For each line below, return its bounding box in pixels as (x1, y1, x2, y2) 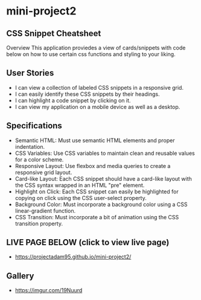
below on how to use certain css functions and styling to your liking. (6, 51, 176, 58)
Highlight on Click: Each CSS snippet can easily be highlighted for (14, 188, 179, 195)
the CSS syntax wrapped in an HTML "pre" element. (14, 181, 145, 189)
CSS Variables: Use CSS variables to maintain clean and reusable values (14, 149, 195, 157)
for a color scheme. (14, 155, 64, 163)
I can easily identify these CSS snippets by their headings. (14, 90, 160, 98)
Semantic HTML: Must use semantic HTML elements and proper (14, 137, 175, 144)
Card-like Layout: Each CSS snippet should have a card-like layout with (14, 175, 192, 182)
